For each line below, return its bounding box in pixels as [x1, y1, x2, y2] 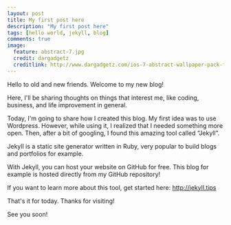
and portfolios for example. [7, 149, 84, 158]
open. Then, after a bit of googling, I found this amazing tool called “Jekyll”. [7, 129, 220, 137]
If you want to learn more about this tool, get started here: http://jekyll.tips [7, 183, 217, 191]
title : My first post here [7, 17, 85, 23]
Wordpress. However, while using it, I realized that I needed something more [7, 121, 223, 129]
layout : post [7, 10, 45, 17]
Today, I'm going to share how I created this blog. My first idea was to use [7, 114, 217, 122]
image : [7, 42, 26, 49]
